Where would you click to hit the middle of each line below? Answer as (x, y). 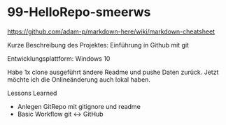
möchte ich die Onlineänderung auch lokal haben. (79, 79)
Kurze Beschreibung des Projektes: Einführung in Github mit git (98, 45)
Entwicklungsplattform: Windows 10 (59, 58)
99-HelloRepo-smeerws (79, 12)
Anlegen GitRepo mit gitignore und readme (79, 106)
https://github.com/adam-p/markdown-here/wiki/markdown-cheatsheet (111, 31)
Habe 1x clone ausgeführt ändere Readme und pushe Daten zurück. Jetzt (113, 72)
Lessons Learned (32, 93)
